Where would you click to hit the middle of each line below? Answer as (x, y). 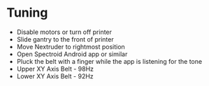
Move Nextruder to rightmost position (71, 46)
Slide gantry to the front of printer (65, 39)
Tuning (27, 13)
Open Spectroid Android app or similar (72, 54)
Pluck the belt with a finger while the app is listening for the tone (109, 61)
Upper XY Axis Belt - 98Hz (55, 69)
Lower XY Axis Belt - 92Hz (55, 76)
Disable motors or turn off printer (64, 32)
